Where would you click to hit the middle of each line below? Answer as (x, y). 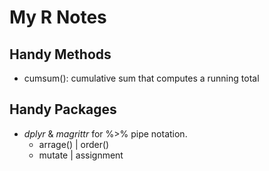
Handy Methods (60, 54)
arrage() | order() (74, 144)
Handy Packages (63, 109)
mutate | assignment (81, 155)
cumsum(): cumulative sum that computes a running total (141, 78)
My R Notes (58, 17)
